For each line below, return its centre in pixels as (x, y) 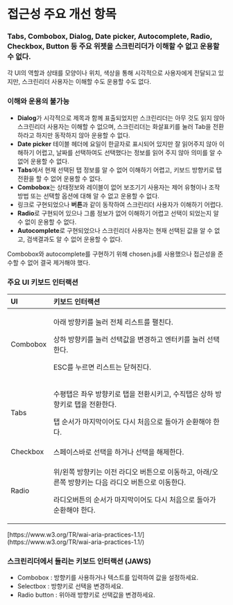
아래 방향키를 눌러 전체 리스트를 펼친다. (113, 322)
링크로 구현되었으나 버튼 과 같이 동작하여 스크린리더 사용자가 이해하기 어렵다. (120, 204)
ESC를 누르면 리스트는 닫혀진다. (102, 367)
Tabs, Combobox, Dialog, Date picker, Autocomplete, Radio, (110, 37)
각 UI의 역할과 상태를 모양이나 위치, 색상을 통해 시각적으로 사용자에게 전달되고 (112, 73)
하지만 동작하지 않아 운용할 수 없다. (83, 135)
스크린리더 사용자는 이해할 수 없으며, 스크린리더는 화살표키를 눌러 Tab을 (114, 126)
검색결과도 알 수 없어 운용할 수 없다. (75, 239)
